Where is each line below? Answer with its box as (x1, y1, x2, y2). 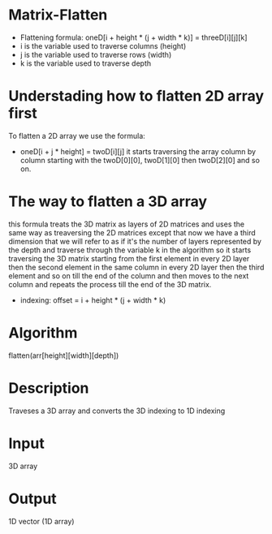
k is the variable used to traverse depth (19, 58, 152, 68)
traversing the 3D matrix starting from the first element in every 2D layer (8, 253, 250, 263)
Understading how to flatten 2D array (8, 87, 265, 106)
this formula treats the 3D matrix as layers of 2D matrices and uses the (8, 219, 245, 229)
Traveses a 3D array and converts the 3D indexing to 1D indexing (8, 406, 226, 416)
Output (8, 489, 57, 508)
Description (8, 379, 89, 397)
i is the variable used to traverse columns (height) (19, 41, 187, 50)
